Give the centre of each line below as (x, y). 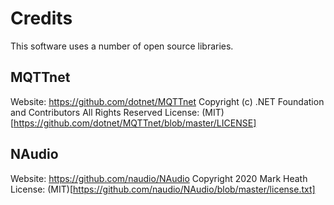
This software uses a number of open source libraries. (122, 46)
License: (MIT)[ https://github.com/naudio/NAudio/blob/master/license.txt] (163, 189)
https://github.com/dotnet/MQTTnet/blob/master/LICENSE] (135, 123)
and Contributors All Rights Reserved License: (105, 112)
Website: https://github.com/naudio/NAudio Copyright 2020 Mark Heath (159, 178)
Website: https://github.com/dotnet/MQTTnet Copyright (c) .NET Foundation (167, 101)
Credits (41, 18)
